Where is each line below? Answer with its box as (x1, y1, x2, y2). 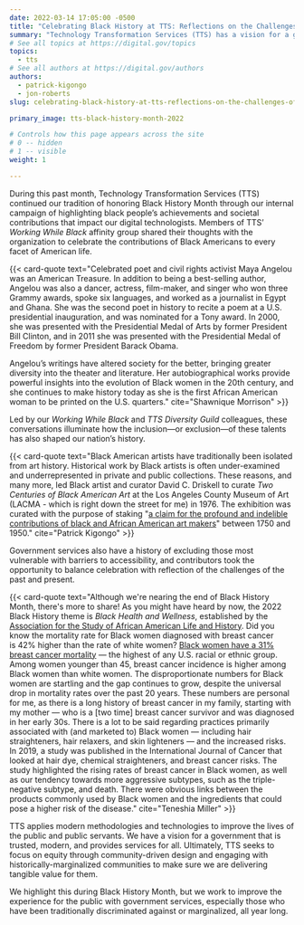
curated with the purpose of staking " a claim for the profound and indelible (9, 508, 288, 519)
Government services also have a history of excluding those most (9, 545, 254, 556)
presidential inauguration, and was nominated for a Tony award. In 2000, (9, 311, 280, 322)
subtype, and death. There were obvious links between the (43, 784, 263, 795)
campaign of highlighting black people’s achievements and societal (9, 207, 260, 218)
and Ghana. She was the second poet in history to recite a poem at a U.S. (9, 301, 282, 312)
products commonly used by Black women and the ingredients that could (9, 793, 282, 804)
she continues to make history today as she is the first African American (9, 386, 279, 397)
